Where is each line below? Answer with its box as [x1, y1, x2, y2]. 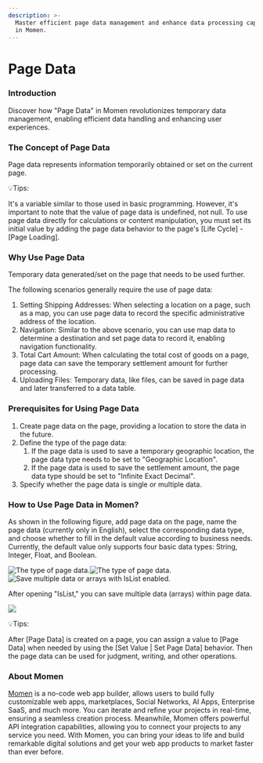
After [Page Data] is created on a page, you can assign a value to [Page [8, 635, 239, 644]
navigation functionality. [19, 342, 98, 352]
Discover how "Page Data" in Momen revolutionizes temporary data [8, 105, 226, 115]
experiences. [8, 122, 51, 132]
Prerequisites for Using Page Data [8, 403, 139, 414]
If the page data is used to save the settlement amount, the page [31, 462, 240, 472]
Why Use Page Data [8, 252, 85, 263]
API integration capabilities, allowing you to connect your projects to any [8, 722, 242, 732]
